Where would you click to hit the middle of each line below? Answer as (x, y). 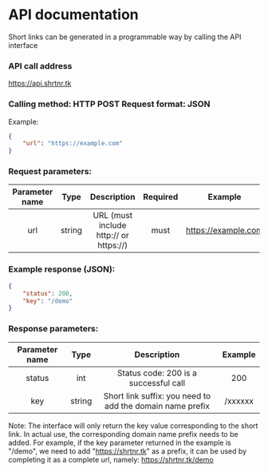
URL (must (113, 216)
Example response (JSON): (62, 269)
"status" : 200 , (48, 293)
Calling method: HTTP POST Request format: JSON (109, 104)
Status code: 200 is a (157, 373)
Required (161, 197)
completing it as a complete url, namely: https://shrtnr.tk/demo (111, 459)
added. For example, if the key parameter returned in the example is (120, 442)
